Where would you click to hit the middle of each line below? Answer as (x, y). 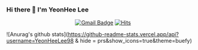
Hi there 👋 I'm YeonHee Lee (48, 10)
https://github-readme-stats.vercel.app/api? (123, 34)
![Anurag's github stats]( (37, 34)
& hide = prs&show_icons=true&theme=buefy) (134, 41)
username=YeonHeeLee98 (40, 41)
